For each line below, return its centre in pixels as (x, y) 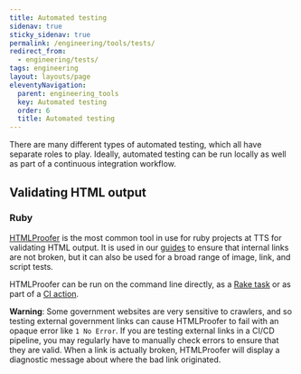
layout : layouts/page (50, 77)
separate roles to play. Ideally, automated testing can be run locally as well (148, 154)
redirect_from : (38, 52)
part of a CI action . (44, 293)
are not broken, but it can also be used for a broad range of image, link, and (150, 257)
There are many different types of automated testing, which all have (136, 145)
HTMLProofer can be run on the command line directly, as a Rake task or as (150, 284)
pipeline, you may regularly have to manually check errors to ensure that (144, 340)
